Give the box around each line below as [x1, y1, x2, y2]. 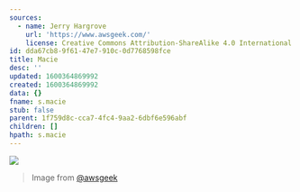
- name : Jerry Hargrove [17, 22, 106, 31]
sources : [9, 13, 42, 23]
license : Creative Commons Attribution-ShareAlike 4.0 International [25, 38, 293, 48]
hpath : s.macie [9, 131, 67, 140]
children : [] [9, 123, 59, 132]
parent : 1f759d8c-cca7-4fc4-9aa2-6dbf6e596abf [9, 114, 187, 123]
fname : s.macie [9, 96, 67, 106]
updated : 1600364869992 [9, 72, 99, 81]
